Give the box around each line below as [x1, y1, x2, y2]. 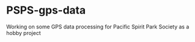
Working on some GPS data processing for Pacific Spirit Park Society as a [6, 23, 190, 30]
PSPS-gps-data [6, 4, 86, 17]
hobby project [6, 29, 41, 36]
